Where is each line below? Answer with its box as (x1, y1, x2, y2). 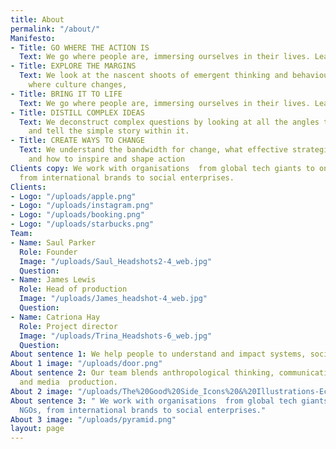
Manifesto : (10, 33, 56, 43)
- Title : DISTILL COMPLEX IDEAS (10, 107, 145, 118)
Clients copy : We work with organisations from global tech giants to (10, 163, 315, 173)
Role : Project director (19, 321, 118, 331)
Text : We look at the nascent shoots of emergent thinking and (19, 71, 288, 81)
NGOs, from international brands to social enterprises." (19, 405, 267, 415)
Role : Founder (19, 247, 78, 257)
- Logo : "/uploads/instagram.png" (10, 201, 155, 211)
